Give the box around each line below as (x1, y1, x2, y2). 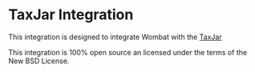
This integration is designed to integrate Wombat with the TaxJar (8, 32, 222, 42)
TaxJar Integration (8, 6, 134, 24)
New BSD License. (8, 56, 70, 66)
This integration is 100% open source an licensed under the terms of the (8, 47, 247, 57)
